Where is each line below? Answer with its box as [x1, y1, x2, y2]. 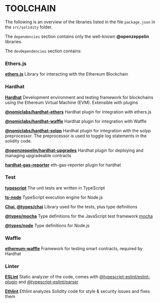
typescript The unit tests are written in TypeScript [5, 185, 105, 191]
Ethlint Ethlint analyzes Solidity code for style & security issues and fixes [5, 288, 150, 294]
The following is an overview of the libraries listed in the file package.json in [5, 19, 156, 25]
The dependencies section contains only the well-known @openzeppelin [5, 33, 149, 39]
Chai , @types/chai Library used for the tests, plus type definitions [5, 204, 138, 209]
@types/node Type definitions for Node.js [5, 223, 90, 228]
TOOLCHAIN [5, 3, 56, 14]
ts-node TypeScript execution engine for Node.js [5, 194, 103, 200]
